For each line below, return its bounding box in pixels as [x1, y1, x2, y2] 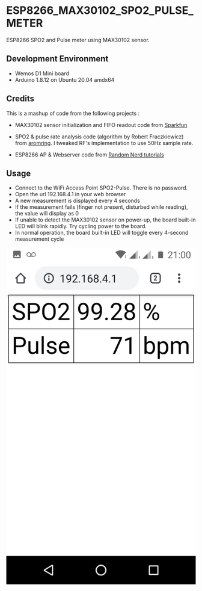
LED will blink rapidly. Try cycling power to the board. [14, 223, 147, 230]
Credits [6, 94, 35, 104]
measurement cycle [14, 235, 64, 243]
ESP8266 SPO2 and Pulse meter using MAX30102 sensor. [6, 36, 150, 43]
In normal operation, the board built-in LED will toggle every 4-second [14, 229, 189, 237]
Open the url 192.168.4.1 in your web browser [14, 191, 126, 198]
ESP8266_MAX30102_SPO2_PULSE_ [6, 4, 194, 17]
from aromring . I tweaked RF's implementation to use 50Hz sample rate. [14, 139, 194, 146]
